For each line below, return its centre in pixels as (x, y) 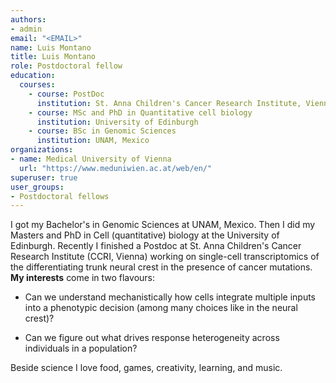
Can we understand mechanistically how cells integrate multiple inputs (170, 297)
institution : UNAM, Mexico (93, 141)
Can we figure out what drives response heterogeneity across (152, 338)
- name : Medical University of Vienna (91, 159)
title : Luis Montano (53, 57)
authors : (28, 19)
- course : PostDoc (66, 94)
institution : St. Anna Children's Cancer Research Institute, (169, 103)
